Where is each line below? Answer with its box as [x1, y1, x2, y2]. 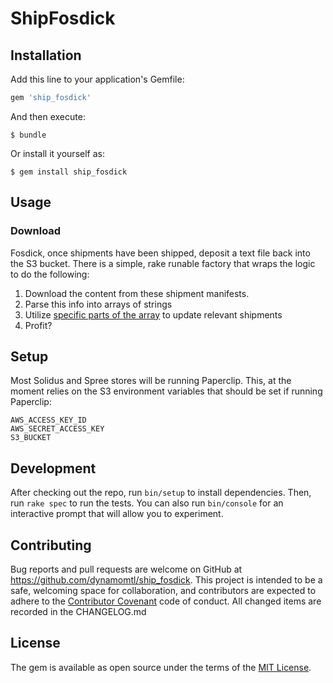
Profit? [24, 319, 53, 331]
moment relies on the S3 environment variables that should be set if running [10, 385, 323, 397]
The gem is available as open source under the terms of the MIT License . [10, 661, 312, 673]
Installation [10, 47, 82, 64]
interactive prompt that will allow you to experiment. [10, 508, 224, 520]
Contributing [10, 537, 92, 554]
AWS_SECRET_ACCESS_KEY [10, 424, 105, 434]
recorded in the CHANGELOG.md [10, 606, 147, 617]
